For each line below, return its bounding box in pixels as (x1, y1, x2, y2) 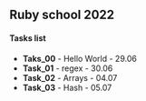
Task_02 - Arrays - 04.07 (22, 72, 118, 83)
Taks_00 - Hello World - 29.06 (22, 53, 138, 64)
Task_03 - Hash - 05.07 (22, 82, 112, 93)
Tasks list (9, 32, 47, 44)
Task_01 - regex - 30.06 (22, 63, 113, 74)
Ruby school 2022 (9, 7, 115, 23)
